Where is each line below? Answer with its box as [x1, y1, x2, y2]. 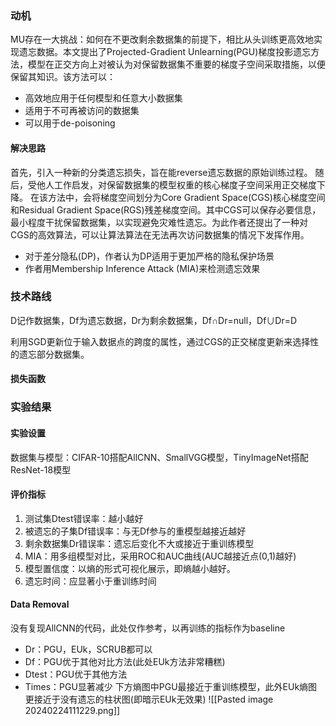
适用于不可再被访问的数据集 [24, 105, 140, 117]
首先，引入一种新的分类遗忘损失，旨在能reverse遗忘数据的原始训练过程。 [10, 166, 313, 178]
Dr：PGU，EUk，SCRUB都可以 [24, 643, 153, 655]
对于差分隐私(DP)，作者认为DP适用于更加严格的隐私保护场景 [24, 250, 275, 262]
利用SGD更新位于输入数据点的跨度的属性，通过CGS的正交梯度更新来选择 [10, 335, 311, 347]
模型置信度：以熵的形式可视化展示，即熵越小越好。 [24, 562, 236, 574]
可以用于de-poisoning [24, 117, 116, 129]
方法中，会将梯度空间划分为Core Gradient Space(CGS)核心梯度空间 [47, 191, 326, 203]
